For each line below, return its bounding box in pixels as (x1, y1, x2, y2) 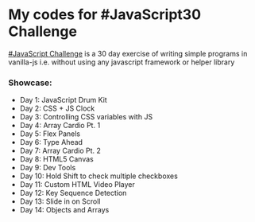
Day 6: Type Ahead (19, 138, 83, 147)
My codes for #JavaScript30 (8, 6, 201, 24)
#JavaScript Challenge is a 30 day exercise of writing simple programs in (8, 49, 248, 58)
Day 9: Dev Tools (19, 163, 76, 173)
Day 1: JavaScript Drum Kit (19, 95, 107, 105)
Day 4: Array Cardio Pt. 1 (19, 121, 101, 130)
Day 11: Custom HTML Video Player (19, 180, 135, 189)
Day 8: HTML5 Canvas (19, 154, 94, 164)
